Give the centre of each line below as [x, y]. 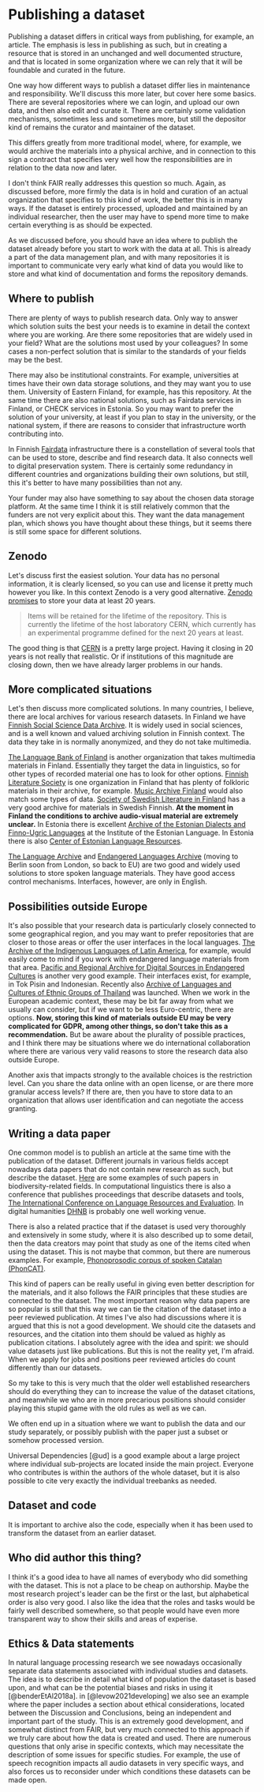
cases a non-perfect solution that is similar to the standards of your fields [127, 351]
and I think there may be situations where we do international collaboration [129, 1043]
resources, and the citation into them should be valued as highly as [117, 1334]
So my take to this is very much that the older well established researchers [129, 1383]
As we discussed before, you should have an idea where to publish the [123, 240]
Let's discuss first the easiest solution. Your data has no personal [114, 575]
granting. [23, 1109]
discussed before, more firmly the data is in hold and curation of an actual [128, 191]
